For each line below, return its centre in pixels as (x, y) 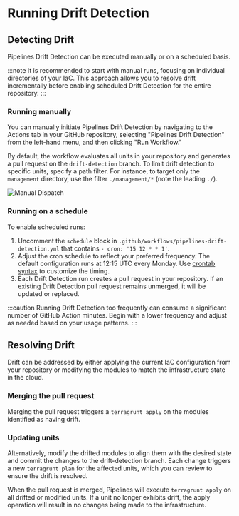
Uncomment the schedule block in (67, 241)
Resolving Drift (41, 345)
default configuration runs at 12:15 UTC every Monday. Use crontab (116, 263)
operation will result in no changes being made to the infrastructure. (107, 505)
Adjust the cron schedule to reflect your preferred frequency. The (114, 256)
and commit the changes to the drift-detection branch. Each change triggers (119, 461)
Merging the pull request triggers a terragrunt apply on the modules (108, 411)
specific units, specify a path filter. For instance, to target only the (104, 171)
